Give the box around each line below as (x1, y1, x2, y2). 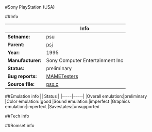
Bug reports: (7, 73, 37, 79)
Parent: (7, 41, 25, 48)
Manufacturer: (7, 57, 42, 64)
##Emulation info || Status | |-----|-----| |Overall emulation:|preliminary (5, 94, 147, 99)
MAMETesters (46, 73, 79, 79)
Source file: (7, 81, 35, 87)
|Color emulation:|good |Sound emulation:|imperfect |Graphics (5, 98, 130, 104)
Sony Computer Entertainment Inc (46, 57, 124, 64)
